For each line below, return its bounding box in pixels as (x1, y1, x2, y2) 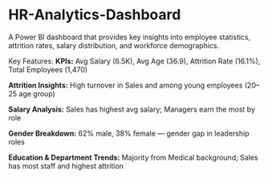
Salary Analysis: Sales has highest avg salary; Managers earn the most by (8, 104, 255, 114)
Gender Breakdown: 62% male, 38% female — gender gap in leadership (8, 128, 250, 138)
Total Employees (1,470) (8, 64, 88, 74)
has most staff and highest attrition (8, 161, 124, 170)
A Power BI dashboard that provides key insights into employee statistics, (8, 32, 251, 42)
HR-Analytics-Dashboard (8, 6, 181, 24)
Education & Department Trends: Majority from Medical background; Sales (8, 153, 258, 162)
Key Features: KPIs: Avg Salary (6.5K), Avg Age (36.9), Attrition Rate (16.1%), (8, 56, 261, 66)
